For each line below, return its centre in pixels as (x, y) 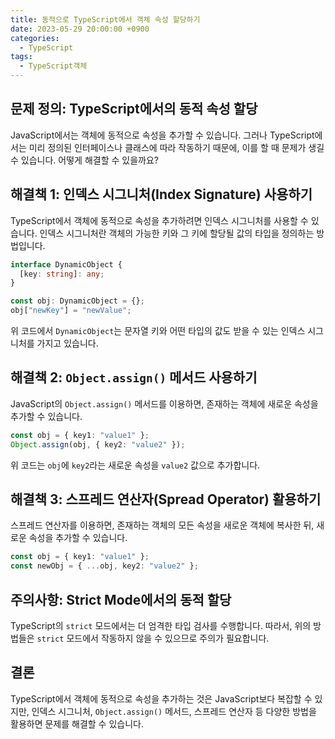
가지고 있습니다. (67, 343)
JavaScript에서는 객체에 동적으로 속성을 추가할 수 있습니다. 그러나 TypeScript (162, 135)
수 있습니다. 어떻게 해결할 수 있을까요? (84, 160)
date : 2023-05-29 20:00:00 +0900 (80, 29)
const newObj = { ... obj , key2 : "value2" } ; (104, 566)
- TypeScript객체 (53, 66)
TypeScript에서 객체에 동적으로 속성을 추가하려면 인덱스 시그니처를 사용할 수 (159, 220)
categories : (35, 38)
